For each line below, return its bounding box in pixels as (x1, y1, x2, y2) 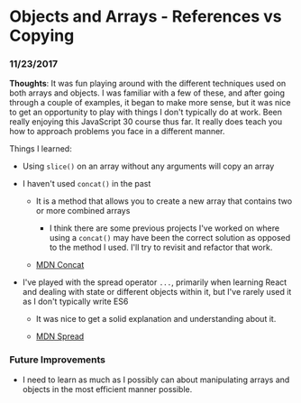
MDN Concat (35, 260, 85, 270)
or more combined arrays (35, 206, 131, 216)
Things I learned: (9, 143, 72, 154)
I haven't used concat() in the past (22, 179, 151, 189)
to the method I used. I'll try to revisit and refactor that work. (49, 242, 273, 253)
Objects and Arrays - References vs (9, 6, 282, 27)
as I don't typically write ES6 (22, 296, 129, 307)
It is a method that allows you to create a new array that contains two (35, 196, 293, 206)
